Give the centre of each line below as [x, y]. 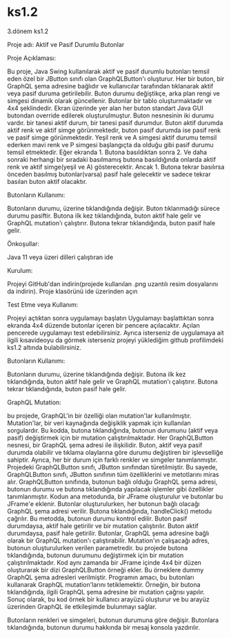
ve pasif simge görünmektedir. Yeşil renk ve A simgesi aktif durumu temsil [112, 137]
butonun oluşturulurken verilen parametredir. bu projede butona [98, 547]
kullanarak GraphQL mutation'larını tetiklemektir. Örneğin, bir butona [104, 584]
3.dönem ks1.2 [28, 31]
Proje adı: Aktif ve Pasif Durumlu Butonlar [66, 44]
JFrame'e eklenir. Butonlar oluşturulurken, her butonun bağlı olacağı [103, 504]
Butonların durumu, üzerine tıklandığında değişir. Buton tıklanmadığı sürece [114, 208]
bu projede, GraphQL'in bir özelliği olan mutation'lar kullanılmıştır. [99, 415]
